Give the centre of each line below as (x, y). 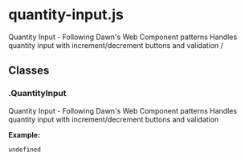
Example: (24, 134)
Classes (29, 71)
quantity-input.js (66, 15)
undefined (25, 150)
